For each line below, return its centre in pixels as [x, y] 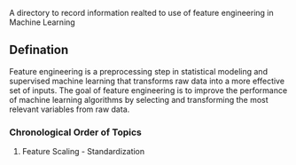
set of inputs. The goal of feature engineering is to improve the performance [148, 90]
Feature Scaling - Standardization [83, 152]
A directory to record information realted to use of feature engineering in [141, 13]
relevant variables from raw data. [70, 109]
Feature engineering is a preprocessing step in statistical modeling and [139, 71]
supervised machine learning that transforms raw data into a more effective [147, 81]
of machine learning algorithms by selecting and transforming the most [139, 99]
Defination [39, 50]
